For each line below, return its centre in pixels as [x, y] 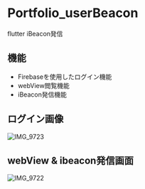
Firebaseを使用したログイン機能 [65, 77]
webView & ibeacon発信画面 [70, 160]
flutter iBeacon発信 [35, 33]
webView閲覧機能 [43, 85]
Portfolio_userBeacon [73, 13]
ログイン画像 [36, 119]
